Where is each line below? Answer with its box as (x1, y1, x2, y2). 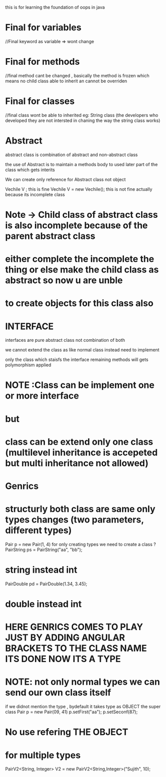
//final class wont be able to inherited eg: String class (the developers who (5, 112, 158, 118)
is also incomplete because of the (5, 219, 148, 231)
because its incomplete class (5, 191, 65, 197)
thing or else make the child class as (5, 264, 159, 276)
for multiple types (5, 749, 81, 761)
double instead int (5, 598, 82, 610)
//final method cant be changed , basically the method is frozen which (5, 72, 149, 78)
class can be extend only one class (5, 436, 153, 447)
